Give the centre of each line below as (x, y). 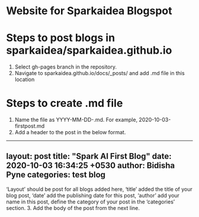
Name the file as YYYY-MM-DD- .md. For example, (76, 120)
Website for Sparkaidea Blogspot (89, 11)
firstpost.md (30, 126)
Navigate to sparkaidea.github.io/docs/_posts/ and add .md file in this (99, 73)
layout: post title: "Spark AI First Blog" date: (89, 156)
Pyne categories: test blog (56, 175)
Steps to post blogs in (61, 38)
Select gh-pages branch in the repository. (66, 67)
